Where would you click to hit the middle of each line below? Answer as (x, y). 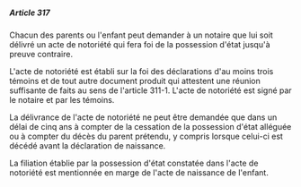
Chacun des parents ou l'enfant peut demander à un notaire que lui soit (142, 35)
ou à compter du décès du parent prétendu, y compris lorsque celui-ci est (146, 136)
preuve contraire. (41, 54)
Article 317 (30, 13)
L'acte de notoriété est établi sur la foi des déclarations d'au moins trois (142, 71)
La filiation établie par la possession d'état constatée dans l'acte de (134, 163)
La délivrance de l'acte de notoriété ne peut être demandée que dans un (143, 117)
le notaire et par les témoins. (62, 99)
